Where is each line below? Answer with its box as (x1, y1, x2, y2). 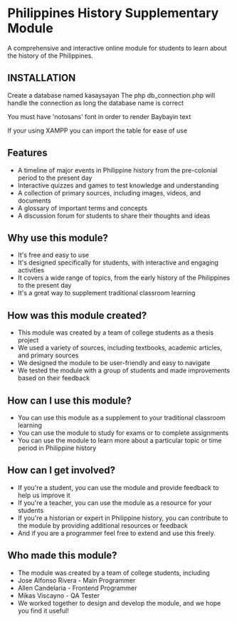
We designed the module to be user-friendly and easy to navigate (17, 359, 211, 367)
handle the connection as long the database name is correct (7, 98, 184, 107)
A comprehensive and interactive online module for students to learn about (7, 44, 227, 52)
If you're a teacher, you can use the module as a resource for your (17, 498, 212, 507)
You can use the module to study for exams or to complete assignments (17, 429, 229, 437)
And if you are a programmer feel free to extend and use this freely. (17, 529, 216, 537)
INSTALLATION (7, 72, 76, 84)
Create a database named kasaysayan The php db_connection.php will (7, 91, 216, 99)
